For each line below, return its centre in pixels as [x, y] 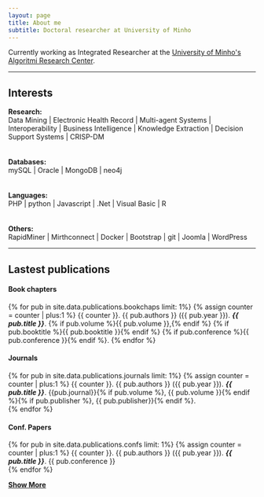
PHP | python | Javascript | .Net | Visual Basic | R [87, 204]
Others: [21, 229]
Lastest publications [59, 269]
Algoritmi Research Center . [52, 61]
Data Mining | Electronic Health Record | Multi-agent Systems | [110, 120]
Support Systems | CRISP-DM [56, 137]
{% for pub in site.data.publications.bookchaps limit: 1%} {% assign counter [131, 307]
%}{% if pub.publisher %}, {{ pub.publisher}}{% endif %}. [102, 400]
